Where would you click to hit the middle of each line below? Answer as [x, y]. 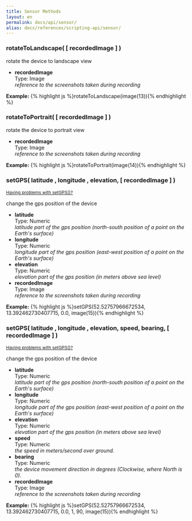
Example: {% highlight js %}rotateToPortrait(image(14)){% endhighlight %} [96, 165]
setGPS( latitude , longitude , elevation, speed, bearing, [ [88, 328]
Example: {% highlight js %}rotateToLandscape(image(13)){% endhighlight [96, 96]
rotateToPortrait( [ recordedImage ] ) [59, 117]
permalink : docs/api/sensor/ [41, 22]
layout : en [19, 17]
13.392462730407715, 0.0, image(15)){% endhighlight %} [75, 313]
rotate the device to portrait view [45, 130]
